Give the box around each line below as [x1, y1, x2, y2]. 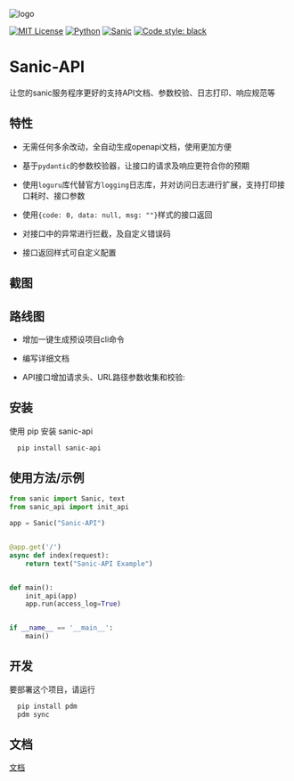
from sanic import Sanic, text [9, 494, 126, 503]
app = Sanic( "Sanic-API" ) [9, 519, 105, 528]
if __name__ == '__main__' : [9, 623, 114, 632]
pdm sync [17, 710, 50, 719]
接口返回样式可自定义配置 [21, 247, 117, 257]
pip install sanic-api [17, 443, 102, 452]
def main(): [9, 583, 53, 592]
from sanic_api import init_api [9, 503, 129, 512]
